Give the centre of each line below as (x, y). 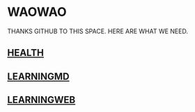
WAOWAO (37, 12)
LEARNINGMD (38, 76)
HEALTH (25, 53)
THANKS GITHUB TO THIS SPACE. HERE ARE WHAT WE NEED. (97, 31)
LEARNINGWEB (41, 100)
